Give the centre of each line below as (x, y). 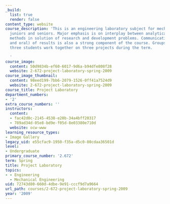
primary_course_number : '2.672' (39, 156)
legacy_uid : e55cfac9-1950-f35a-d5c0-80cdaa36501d (60, 142)
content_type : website (29, 24)
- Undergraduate (22, 151)
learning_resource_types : (32, 132)
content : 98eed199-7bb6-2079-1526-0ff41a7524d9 (61, 81)
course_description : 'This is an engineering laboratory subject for (80, 29)
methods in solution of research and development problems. (74, 39)
